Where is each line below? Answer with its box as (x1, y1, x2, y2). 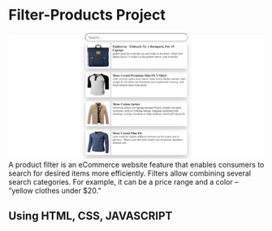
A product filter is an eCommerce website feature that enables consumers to (8, 159, 265, 169)
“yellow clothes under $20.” (8, 185, 101, 195)
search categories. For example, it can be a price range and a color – (8, 177, 239, 186)
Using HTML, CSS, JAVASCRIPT (8, 209, 173, 223)
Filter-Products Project (8, 6, 166, 24)
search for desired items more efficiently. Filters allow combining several (8, 168, 252, 178)
